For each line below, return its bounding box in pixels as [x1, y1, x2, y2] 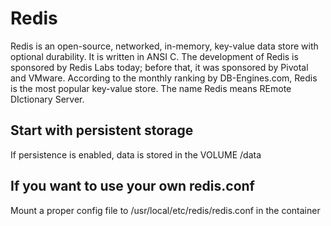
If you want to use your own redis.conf [10, 178, 255, 195]
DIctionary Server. [10, 93, 85, 105]
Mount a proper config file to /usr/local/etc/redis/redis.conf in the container [10, 204, 321, 216]
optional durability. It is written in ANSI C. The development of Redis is [10, 50, 299, 62]
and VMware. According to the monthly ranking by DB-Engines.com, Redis [10, 72, 318, 84]
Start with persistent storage [10, 122, 194, 139]
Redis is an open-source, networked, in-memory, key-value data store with [10, 40, 319, 52]
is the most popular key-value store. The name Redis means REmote [10, 82, 292, 94]
